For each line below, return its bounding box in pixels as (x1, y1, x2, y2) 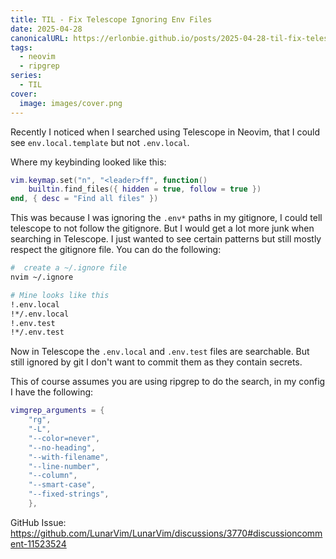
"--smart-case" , (28, 480, 97, 490)
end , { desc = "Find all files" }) (10, 194, 159, 204)
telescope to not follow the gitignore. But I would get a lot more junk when (10, 222, 315, 235)
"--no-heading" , (28, 442, 97, 453)
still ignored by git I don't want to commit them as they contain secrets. (10, 356, 303, 368)
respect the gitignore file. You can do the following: (10, 244, 222, 256)
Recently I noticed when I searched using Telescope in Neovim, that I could (10, 126, 321, 138)
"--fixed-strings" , (28, 489, 110, 500)
